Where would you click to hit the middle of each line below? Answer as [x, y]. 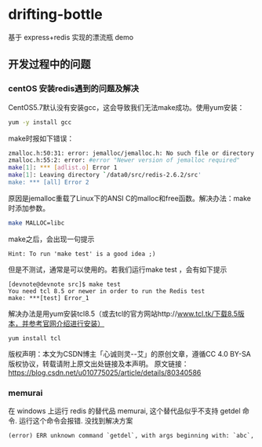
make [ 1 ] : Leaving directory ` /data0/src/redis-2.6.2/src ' [105, 175]
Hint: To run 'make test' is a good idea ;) [82, 254]
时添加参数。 [29, 208]
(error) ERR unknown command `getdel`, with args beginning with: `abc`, [131, 436]
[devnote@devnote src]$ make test [65, 284]
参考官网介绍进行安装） [66, 323]
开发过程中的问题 [49, 64]
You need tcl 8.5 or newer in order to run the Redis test [107, 291]
